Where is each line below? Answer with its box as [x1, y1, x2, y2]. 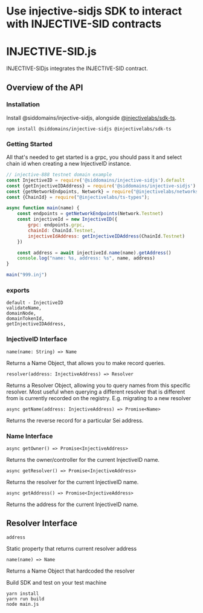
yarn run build [6, 595, 45, 602]
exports [6, 286, 30, 294]
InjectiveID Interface [6, 335, 68, 343]
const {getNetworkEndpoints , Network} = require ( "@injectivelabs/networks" [6, 189, 201, 195]
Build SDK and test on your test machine [6, 579, 107, 586]
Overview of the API [6, 82, 83, 92]
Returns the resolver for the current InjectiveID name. [6, 479, 139, 485]
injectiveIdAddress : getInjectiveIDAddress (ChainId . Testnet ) [28, 233, 185, 239]
